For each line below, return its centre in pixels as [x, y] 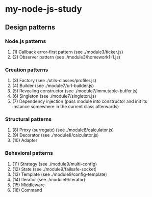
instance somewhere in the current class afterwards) [65, 107]
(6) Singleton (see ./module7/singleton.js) [54, 96]
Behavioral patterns [29, 153]
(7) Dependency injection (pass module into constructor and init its [79, 101]
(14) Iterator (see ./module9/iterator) [49, 179]
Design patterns [30, 27]
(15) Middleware [28, 185]
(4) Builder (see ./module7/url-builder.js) [53, 86]
